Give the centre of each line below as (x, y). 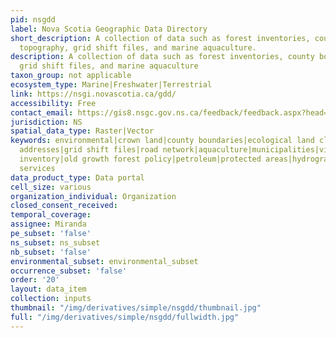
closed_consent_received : (64, 206)
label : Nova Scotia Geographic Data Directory (109, 29)
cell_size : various (51, 187)
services (37, 168)
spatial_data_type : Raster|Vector (82, 131)
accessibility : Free (53, 103)
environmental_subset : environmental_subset (104, 261)
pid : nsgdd (33, 19)
